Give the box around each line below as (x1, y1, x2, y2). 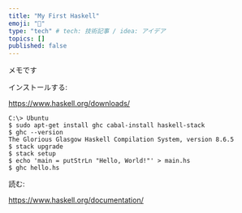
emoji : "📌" (8, 19, 45, 28)
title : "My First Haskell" (8, 11, 100, 20)
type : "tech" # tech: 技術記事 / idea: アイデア (8, 27, 166, 35)
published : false (8, 42, 67, 50)
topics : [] (8, 34, 45, 43)
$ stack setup (8, 150, 57, 158)
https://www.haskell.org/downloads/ (8, 99, 131, 109)
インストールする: (8, 83, 67, 92)
